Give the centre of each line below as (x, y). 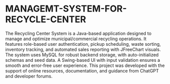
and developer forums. (29, 76)
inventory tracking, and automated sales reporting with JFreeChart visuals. (83, 49)
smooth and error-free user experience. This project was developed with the (85, 65)
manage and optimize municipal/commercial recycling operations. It (76, 39)
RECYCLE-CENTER (46, 19)
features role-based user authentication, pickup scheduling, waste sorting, (83, 44)
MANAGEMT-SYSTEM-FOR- (66, 9)
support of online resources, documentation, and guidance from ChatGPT (82, 70)
